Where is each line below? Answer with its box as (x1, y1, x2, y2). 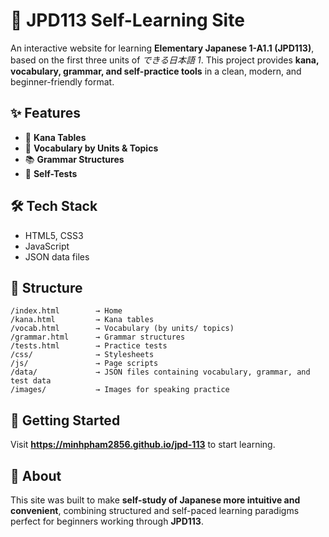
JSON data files (24, 250, 90, 263)
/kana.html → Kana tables (10, 315, 155, 325)
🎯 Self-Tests (24, 167, 78, 179)
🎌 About (10, 467, 62, 484)
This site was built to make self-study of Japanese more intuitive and (10, 494, 301, 506)
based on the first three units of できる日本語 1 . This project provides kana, (10, 54, 320, 66)
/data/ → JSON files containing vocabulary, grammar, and (10, 367, 311, 378)
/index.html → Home (10, 306, 123, 316)
